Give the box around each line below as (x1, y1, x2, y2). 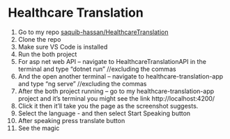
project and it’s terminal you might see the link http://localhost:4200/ (17, 94, 215, 102)
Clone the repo (17, 35, 61, 43)
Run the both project (17, 50, 77, 58)
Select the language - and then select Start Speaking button (17, 109, 191, 117)
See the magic (17, 124, 60, 132)
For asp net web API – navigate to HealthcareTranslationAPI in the (17, 57, 206, 65)
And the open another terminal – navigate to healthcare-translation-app (17, 72, 224, 81)
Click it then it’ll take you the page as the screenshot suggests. (17, 101, 199, 110)
